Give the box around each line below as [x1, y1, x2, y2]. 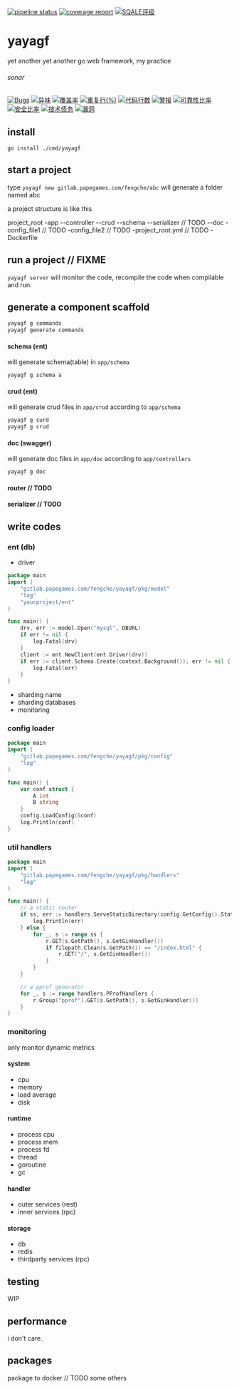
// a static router [20, 904, 78, 912]
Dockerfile [7, 233, 38, 242]
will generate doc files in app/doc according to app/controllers [7, 455, 191, 463]
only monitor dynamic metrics [7, 1043, 95, 1051]
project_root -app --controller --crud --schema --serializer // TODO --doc [7, 218, 224, 227]
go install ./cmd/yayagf [7, 145, 81, 152]
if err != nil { [20, 631, 69, 639]
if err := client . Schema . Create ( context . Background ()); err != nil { [20, 658, 231, 665]
